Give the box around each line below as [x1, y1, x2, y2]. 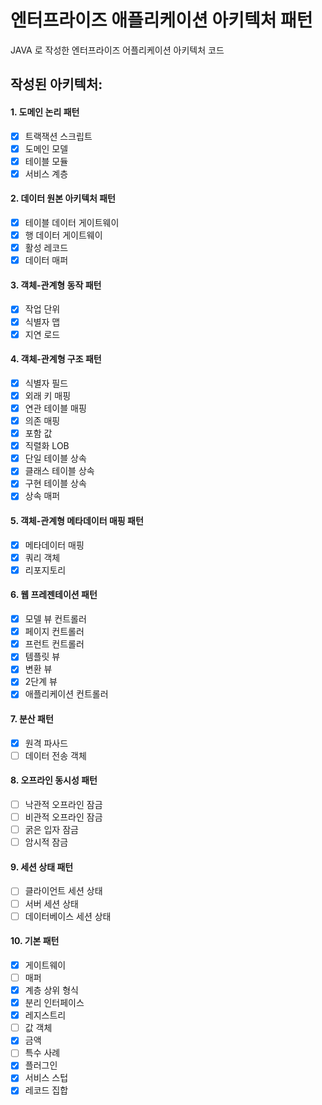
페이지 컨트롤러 [24, 626, 85, 638]
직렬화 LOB [24, 440, 70, 452]
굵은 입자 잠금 [24, 824, 79, 836]
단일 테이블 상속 [24, 452, 87, 465]
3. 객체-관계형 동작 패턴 [10, 279, 102, 291]
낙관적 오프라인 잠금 [24, 799, 103, 811]
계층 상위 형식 [24, 984, 79, 996]
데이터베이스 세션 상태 [24, 910, 112, 922]
